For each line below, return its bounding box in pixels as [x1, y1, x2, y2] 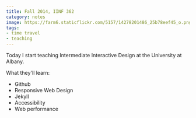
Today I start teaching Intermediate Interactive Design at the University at [6, 52, 182, 58]
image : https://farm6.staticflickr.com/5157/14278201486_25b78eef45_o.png [6, 19, 192, 25]
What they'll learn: [6, 70, 50, 76]
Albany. [6, 58, 24, 65]
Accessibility [14, 99, 45, 106]
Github [14, 81, 31, 88]
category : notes [6, 14, 45, 20]
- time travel [6, 30, 41, 36]
